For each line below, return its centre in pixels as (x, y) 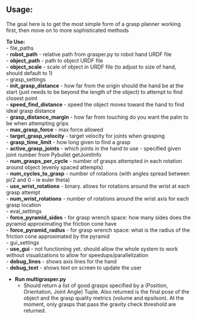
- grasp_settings (26, 79)
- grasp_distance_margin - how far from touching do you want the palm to (97, 117)
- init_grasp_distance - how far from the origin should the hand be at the (95, 86)
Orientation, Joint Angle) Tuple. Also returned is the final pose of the (106, 291)
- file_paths (20, 48)
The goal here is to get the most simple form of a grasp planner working (93, 24)
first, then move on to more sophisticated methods (68, 30)
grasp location (24, 205)
